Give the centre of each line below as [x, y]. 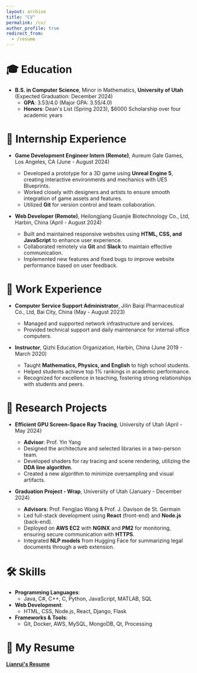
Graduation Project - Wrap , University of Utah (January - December [98, 491]
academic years [43, 115]
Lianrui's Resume [28, 664]
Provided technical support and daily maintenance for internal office [106, 330]
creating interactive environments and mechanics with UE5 [95, 179]
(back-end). [38, 521]
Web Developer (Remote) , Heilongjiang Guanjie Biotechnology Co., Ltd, [102, 216]
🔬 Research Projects [57, 408]
